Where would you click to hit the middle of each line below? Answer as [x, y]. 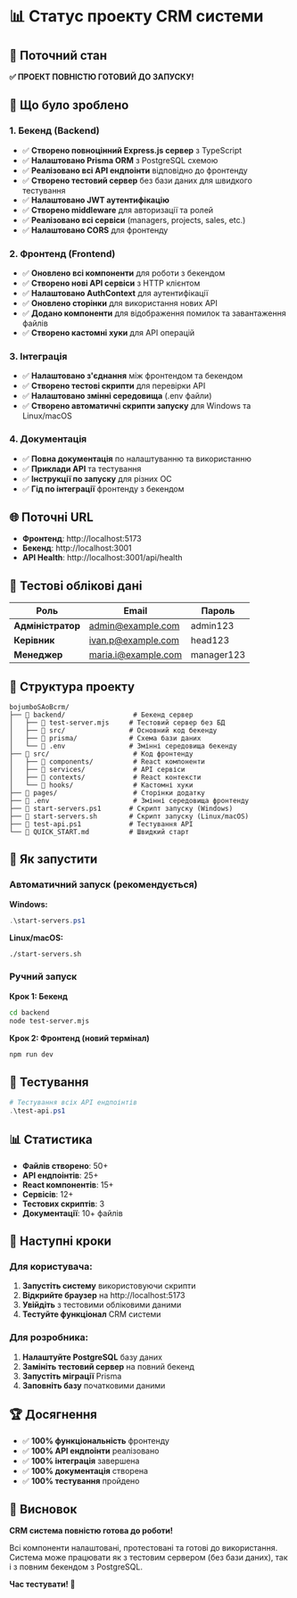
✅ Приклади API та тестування [82, 468]
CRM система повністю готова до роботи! [91, 1531]
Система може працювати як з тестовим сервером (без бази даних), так [148, 1558]
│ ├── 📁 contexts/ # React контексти [105, 778]
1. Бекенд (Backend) [54, 131]
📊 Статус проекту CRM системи [136, 17]
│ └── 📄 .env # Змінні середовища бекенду [124, 746]
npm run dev [31, 1054]
